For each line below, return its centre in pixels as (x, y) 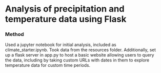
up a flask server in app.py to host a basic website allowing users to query (80, 55)
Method (15, 34)
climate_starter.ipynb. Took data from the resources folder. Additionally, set (80, 50)
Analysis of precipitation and (65, 9)
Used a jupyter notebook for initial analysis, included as (61, 45)
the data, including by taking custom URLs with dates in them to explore (77, 60)
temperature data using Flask (66, 19)
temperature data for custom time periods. (48, 65)
